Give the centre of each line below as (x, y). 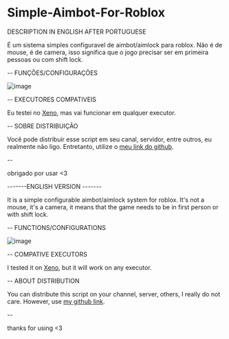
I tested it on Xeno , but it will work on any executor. (80, 267)
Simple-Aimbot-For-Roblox (86, 13)
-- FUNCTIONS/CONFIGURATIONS (57, 227)
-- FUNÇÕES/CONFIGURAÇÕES (53, 73)
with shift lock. (28, 214)
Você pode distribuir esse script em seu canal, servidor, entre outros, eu (109, 139)
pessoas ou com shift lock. (45, 59)
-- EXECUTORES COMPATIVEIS (52, 99)
